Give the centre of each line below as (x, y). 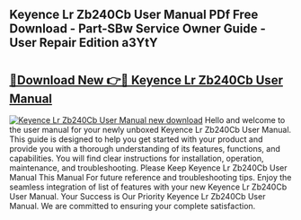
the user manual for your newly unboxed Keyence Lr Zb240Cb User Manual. (150, 130)
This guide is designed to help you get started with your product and (136, 139)
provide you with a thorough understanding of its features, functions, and (145, 149)
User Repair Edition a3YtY (84, 43)
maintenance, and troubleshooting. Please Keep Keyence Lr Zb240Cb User (148, 168)
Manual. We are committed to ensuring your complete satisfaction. (133, 206)
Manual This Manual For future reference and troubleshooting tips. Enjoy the (150, 177)
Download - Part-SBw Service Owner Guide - (138, 29)
